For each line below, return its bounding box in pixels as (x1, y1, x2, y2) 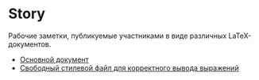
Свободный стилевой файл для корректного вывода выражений (19, 63, 240, 72)
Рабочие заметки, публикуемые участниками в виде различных (8, 31, 227, 40)
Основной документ (19, 55, 89, 64)
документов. (8, 39, 52, 48)
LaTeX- (228, 31, 252, 40)
